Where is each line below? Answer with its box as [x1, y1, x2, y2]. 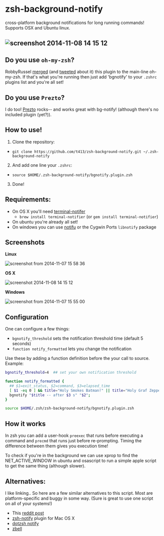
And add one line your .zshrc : [12, 162, 72, 168]
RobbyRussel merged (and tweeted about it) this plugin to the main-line [5, 69, 149, 75]
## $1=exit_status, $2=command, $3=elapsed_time [9, 383, 110, 388]
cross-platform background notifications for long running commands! [5, 20, 145, 26]
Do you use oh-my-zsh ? [5, 55, 75, 64]
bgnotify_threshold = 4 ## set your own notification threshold [5, 370, 137, 375]
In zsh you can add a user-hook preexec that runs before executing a [5, 433, 143, 438]
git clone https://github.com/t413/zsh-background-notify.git [12, 149, 142, 154]
